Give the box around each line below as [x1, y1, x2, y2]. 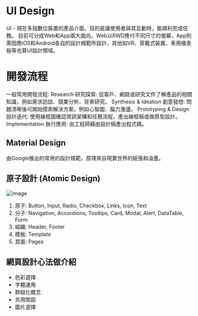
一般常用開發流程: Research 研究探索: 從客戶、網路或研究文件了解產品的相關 [6, 90, 193, 97]
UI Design [6, 4, 55, 18]
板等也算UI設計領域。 [6, 46, 59, 54]
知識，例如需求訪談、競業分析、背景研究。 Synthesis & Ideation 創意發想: [6, 98, 186, 105]
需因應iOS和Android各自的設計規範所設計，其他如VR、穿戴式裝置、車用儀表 [6, 39, 191, 46]
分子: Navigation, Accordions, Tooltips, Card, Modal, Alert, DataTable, [14, 209, 184, 216]
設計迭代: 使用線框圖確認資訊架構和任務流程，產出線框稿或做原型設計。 [6, 113, 181, 120]
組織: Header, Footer [14, 223, 65, 230]
